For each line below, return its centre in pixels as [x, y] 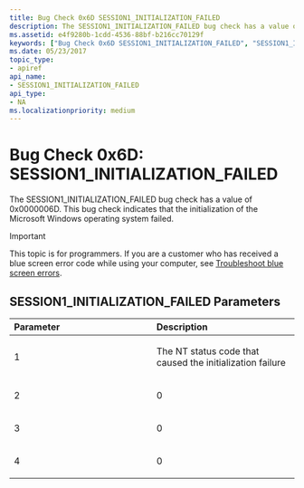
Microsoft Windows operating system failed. [92, 219]
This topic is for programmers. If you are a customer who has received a [144, 254]
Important [28, 236]
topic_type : [32, 60]
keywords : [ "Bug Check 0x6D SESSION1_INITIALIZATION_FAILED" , [129, 43]
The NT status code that [208, 351]
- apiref [26, 69]
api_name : [28, 77]
